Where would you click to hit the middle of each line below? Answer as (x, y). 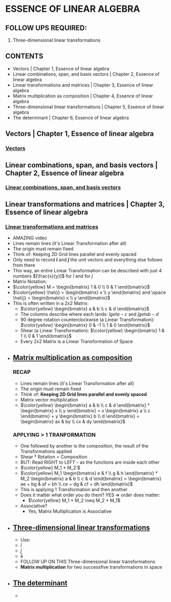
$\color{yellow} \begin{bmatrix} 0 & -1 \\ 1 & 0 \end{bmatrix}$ (85, 325)
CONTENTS (24, 56)
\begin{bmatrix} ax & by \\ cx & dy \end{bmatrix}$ (73, 422)
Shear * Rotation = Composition (54, 457)
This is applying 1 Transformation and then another (74, 490)
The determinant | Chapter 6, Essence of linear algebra (71, 117)
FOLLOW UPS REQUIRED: (46, 28)
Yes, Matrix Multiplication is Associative (70, 511)
